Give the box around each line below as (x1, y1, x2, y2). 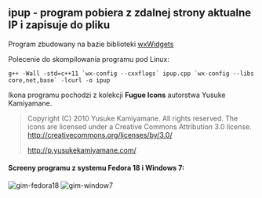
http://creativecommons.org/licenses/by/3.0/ (27, 130, 173, 139)
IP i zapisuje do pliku (8, 19, 111, 32)
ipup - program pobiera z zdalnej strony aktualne (8, 6, 252, 20)
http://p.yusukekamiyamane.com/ (27, 145, 137, 155)
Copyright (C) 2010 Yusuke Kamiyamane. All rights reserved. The (27, 113, 238, 123)
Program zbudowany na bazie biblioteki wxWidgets (8, 39, 174, 49)
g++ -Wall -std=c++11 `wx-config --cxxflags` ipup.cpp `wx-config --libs (8, 70, 255, 77)
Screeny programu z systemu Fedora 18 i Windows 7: (8, 164, 185, 173)
